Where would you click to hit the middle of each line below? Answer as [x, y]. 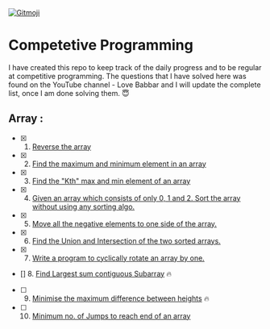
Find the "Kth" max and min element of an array [111, 181]
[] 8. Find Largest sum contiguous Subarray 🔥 [96, 273]
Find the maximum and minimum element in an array [119, 164]
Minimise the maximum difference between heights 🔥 [120, 298]
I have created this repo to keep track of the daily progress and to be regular [135, 67]
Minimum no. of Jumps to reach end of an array [111, 316]
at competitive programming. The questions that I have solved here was [128, 76]
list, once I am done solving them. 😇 [69, 93]
